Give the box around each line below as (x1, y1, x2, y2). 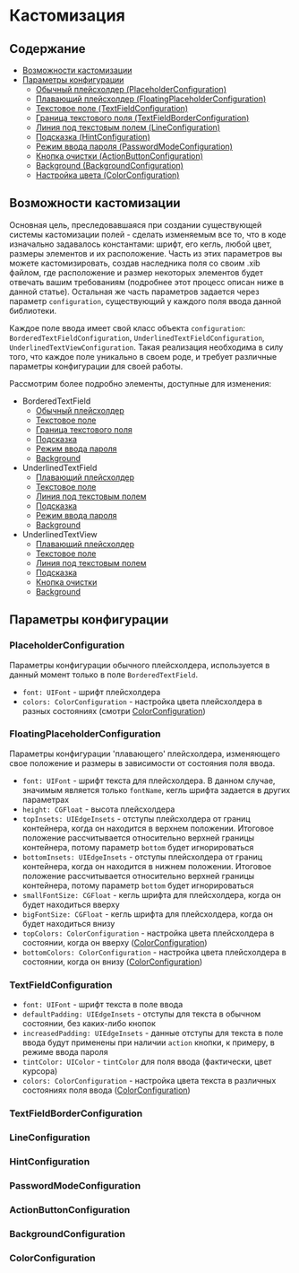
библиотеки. (9, 305, 56, 316)
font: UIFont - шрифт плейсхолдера (21, 686, 161, 697)
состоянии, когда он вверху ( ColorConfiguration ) (21, 937, 208, 947)
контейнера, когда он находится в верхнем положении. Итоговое (21, 823, 275, 833)
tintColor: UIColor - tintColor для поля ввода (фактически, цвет (21, 1056, 272, 1068)
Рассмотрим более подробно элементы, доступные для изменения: (9, 378, 272, 388)
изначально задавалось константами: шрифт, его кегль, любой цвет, (9, 239, 272, 249)
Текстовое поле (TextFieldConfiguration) (35, 103, 189, 113)
